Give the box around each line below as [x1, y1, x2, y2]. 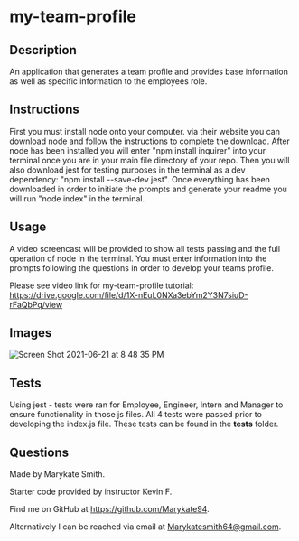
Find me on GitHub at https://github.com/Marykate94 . [9, 504, 210, 515]
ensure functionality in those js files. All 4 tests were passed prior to [9, 409, 262, 420]
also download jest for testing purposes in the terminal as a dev [9, 164, 246, 175]
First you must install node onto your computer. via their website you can [9, 126, 280, 136]
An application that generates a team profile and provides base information [9, 66, 289, 77]
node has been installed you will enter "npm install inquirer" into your [9, 145, 266, 155]
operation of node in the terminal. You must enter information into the [9, 253, 267, 264]
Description [9, 42, 77, 58]
